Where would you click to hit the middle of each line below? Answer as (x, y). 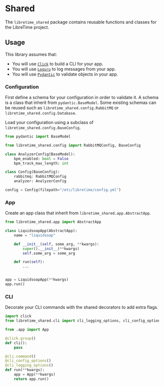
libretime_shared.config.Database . (41, 113)
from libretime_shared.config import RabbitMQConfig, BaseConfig (73, 145)
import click (18, 316)
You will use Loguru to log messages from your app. (64, 69)
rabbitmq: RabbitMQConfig (40, 177)
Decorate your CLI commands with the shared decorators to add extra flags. (82, 307)
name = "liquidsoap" (35, 235)
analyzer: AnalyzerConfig (40, 181)
